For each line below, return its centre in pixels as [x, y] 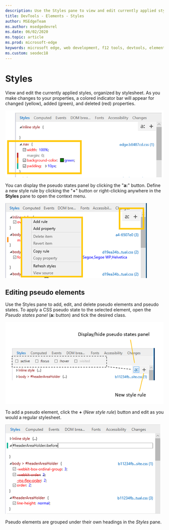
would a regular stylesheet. [33, 418]
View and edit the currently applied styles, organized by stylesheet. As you [83, 93]
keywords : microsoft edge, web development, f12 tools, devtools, [76, 48]
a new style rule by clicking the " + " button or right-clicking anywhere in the [83, 191]
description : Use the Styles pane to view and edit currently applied [81, 11]
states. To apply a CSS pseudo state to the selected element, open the [78, 310]
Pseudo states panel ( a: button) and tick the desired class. [66, 315]
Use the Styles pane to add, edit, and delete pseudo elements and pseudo [82, 304]
